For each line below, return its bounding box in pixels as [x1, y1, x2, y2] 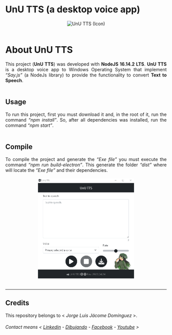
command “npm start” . [5, 122, 54, 128]
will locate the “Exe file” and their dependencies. [5, 167, 108, 173]
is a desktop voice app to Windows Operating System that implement [5, 66, 167, 72]
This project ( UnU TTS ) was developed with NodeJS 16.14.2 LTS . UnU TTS [5, 61, 167, 67]
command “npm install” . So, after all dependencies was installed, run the [5, 116, 167, 123]
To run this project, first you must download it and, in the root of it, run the [5, 111, 167, 117]
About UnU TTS [5, 44, 73, 56]
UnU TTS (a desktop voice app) [5, 4, 140, 15]
